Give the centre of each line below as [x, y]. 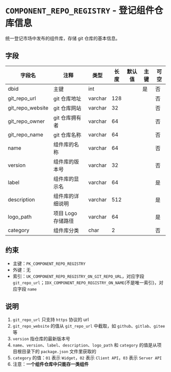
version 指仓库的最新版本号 [41, 339]
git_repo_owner [26, 121]
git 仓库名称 [67, 135]
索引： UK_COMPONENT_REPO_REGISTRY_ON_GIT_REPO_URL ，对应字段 [78, 276]
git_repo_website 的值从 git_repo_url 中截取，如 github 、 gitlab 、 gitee [89, 326]
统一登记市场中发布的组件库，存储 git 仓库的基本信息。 [63, 38]
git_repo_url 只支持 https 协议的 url [51, 320]
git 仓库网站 [67, 108]
